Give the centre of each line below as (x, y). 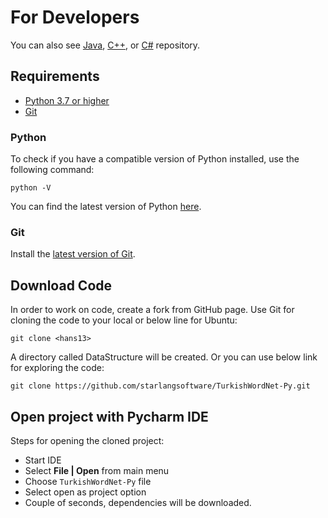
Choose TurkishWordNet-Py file (88, 481)
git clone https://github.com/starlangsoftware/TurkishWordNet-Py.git (160, 386)
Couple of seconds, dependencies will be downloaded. (138, 502)
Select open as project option (85, 492)
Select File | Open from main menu (97, 470)
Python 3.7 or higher (67, 100)
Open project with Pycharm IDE (109, 416)
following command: (52, 170)
